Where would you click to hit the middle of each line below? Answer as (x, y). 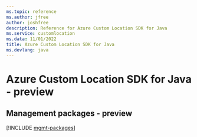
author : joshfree (27, 22)
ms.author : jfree (27, 17)
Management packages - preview (69, 114)
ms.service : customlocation (41, 34)
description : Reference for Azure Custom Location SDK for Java (87, 28)
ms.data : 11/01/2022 (32, 39)
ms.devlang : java (27, 50)
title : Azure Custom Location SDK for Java (60, 45)
